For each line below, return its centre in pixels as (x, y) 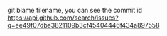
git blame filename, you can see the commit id (75, 10)
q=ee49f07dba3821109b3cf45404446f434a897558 (83, 25)
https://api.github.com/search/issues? (63, 18)
